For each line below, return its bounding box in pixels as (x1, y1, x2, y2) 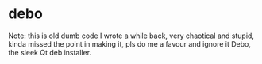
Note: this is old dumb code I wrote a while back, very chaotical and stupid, (8, 31, 254, 40)
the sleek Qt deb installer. (8, 47, 92, 57)
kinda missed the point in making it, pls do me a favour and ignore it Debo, (8, 39, 252, 48)
